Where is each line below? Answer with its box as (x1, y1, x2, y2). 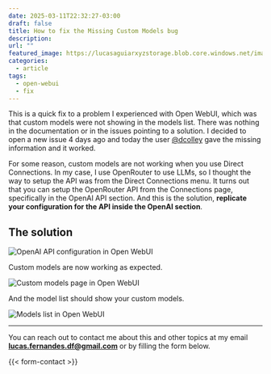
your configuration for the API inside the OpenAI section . (8, 202, 203, 212)
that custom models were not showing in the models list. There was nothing (8, 118, 260, 128)
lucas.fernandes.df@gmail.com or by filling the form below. (8, 341, 211, 351)
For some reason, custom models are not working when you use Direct (8, 159, 244, 169)
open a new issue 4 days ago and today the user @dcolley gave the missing (8, 135, 261, 145)
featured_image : (8, 49, 63, 57)
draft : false (8, 19, 52, 27)
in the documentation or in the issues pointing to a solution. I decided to (8, 126, 247, 136)
